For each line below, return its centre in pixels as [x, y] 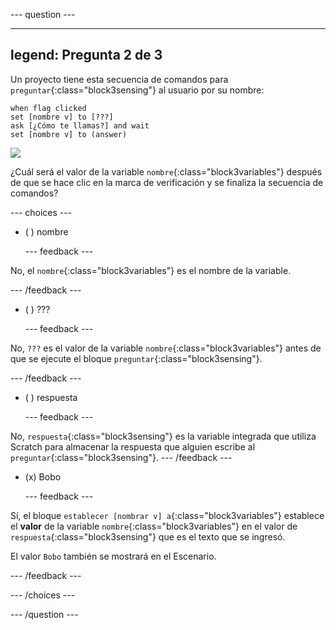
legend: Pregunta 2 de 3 [86, 55]
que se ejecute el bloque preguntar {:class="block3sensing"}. [136, 358]
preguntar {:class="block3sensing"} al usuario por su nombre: [137, 90]
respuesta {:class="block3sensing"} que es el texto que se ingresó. [148, 536]
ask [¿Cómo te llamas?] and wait [80, 125]
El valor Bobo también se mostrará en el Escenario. [113, 556]
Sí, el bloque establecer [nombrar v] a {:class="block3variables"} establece [167, 515]
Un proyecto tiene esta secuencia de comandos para [119, 79]
